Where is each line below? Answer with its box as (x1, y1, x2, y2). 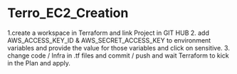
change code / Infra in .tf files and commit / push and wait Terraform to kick (7, 51, 229, 60)
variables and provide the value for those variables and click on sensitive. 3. (7, 43, 230, 52)
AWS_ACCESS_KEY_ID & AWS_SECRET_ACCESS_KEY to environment (7, 36, 211, 44)
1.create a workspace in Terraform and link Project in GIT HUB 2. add (7, 28, 210, 37)
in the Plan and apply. (7, 58, 71, 67)
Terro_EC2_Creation (7, 5, 129, 21)
